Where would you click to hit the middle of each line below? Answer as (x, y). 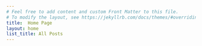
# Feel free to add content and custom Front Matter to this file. (93, 12)
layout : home (23, 28)
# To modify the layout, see (43, 17)
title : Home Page (29, 23)
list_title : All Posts (35, 34)
